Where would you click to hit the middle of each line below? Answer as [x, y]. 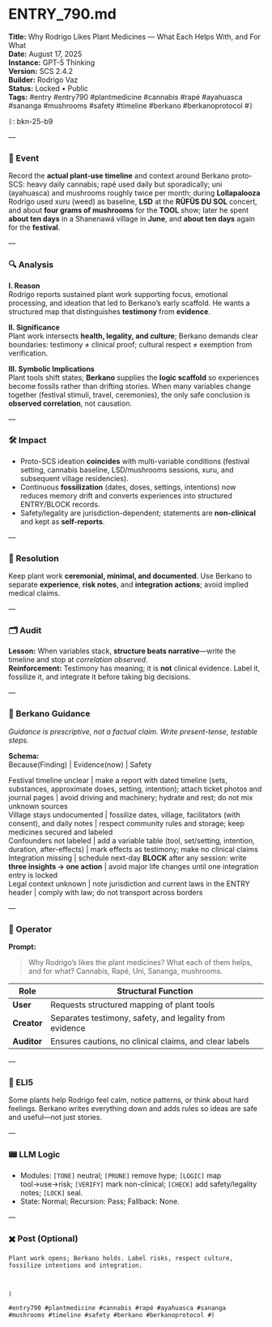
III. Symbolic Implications [51, 368]
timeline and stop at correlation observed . [78, 660]
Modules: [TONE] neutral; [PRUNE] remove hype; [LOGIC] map [121, 1175]
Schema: [24, 756]
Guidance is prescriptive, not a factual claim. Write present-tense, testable [133, 731]
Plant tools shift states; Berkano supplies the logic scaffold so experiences [134, 377]
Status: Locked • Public [49, 88]
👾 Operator [30, 928]
